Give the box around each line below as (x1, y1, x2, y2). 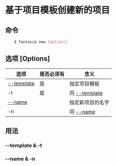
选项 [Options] (5, 54, 50, 63)
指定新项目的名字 (69, 99, 110, 106)
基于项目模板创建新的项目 (5, 4, 111, 16)
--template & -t (5, 142, 42, 149)
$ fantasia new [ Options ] (14, 39, 68, 44)
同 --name (69, 108, 96, 115)
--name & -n (5, 155, 36, 162)
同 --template (69, 89, 103, 96)
